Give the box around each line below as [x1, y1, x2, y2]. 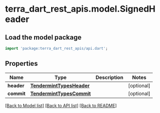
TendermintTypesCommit [30, 90, 91, 97]
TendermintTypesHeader [30, 82, 90, 89]
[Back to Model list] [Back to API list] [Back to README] [5, 102, 117, 108]
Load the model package [5, 33, 82, 41]
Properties [5, 59, 38, 68]
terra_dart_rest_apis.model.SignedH [5, 3, 156, 15]
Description [95, 74, 123, 81]
